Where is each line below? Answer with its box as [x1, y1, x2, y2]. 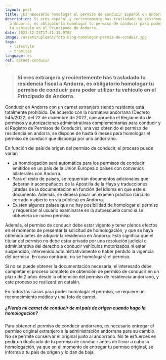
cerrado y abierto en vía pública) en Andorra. [12, 196, 105, 203]
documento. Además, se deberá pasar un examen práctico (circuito [12, 191, 150, 197]
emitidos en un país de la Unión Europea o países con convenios [12, 165, 144, 171]
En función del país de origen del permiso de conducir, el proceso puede [5, 145, 154, 151]
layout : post [5, 7, 32, 12]
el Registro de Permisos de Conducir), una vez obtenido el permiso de [5, 125, 148, 131]
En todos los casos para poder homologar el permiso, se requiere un [5, 288, 145, 294]
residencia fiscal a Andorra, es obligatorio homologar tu [17, 80, 154, 87]
